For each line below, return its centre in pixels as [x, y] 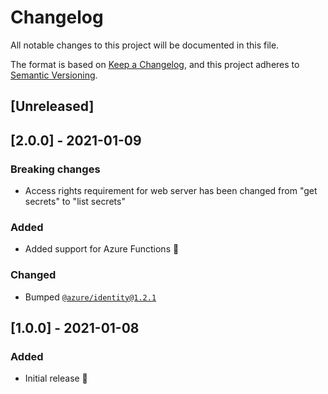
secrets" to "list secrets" [75, 202]
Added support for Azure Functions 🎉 [102, 249]
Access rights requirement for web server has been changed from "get [171, 191]
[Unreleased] [52, 106]
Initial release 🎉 [56, 378]
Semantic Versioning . [54, 75]
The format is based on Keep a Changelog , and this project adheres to [155, 64]
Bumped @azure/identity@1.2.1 [90, 297]
